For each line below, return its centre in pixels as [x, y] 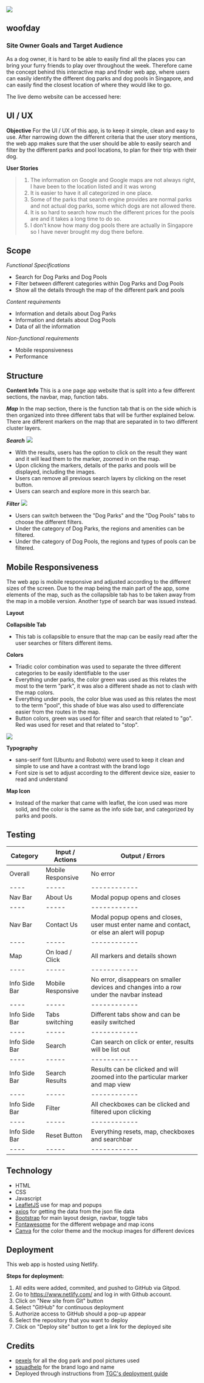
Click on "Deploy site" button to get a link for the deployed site [93, 1327]
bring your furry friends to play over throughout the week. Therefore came [99, 65]
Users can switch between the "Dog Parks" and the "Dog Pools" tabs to [105, 516]
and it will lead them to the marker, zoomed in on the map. [88, 459]
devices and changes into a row [136, 987]
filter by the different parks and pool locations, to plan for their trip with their [101, 150]
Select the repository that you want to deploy [72, 1320]
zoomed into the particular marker [139, 1077]
